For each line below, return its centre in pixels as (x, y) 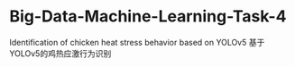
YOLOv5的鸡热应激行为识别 (60, 53)
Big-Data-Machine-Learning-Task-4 (148, 17)
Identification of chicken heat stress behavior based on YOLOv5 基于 (137, 42)
